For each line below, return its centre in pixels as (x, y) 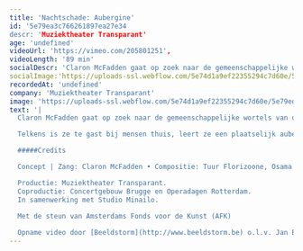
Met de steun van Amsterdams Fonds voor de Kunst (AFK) (124, 216)
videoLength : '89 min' (52, 59)
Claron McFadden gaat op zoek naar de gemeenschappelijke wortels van (153, 118)
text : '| (26, 110)
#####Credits (42, 151)
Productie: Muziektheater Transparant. (92, 183)
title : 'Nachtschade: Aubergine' (72, 18)
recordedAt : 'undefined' (56, 85)
